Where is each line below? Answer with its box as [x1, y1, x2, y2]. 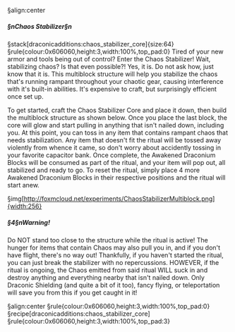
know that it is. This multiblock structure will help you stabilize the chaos [7, 70, 218, 78]
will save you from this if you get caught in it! [7, 288, 138, 297]
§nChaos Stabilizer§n [7, 22, 72, 30]
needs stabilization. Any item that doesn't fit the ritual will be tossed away [7, 135, 222, 144]
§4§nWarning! [7, 218, 51, 226]
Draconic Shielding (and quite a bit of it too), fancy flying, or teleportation [7, 281, 220, 289]
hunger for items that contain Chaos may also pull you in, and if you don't [7, 243, 221, 252]
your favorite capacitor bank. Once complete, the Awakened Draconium [7, 151, 216, 159]
